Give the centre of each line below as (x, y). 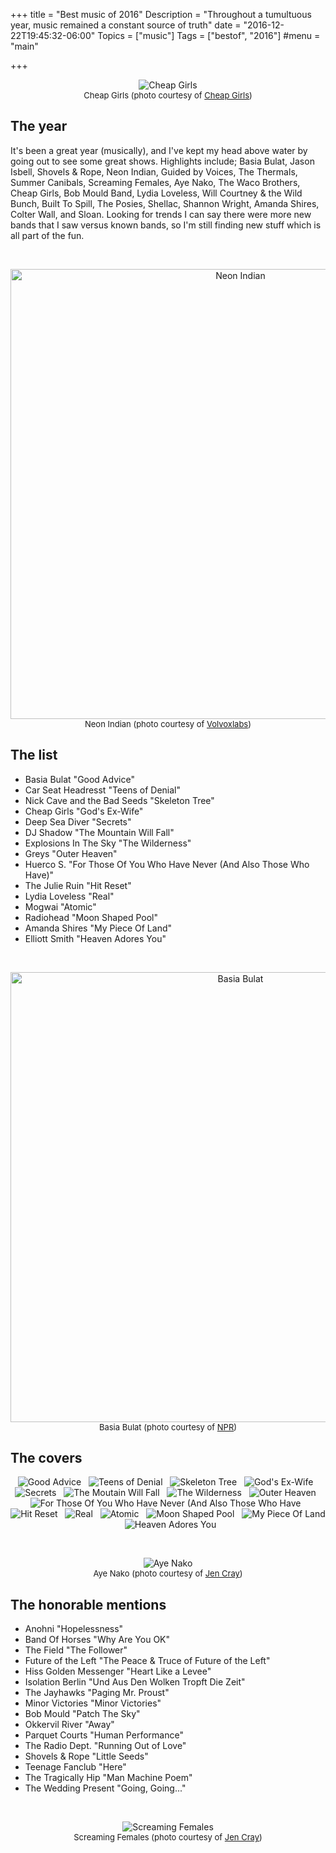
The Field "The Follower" (76, 1650)
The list (34, 755)
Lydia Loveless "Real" (69, 896)
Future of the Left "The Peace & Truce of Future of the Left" (147, 1661)
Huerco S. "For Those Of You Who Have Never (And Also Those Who (167, 864)
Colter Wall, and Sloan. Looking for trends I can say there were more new (161, 214)
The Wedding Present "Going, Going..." (105, 1788)
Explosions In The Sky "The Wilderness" (108, 843)
